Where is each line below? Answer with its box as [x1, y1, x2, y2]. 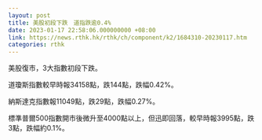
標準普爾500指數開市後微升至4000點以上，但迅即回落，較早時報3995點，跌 [8, 113, 255, 123]
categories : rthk [8, 41, 65, 49]
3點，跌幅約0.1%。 [8, 123, 69, 133]
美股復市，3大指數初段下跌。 [8, 64, 102, 73]
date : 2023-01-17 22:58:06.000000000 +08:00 [8, 26, 156, 34]
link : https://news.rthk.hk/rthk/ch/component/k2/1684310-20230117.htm [8, 33, 247, 42]
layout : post [8, 11, 51, 20]
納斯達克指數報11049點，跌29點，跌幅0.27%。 [8, 97, 159, 106]
